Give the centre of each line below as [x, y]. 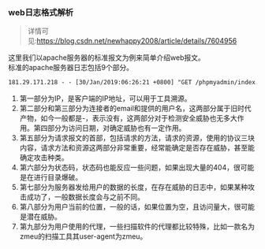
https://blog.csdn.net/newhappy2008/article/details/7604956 [137, 41]
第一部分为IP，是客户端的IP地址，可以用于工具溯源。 [105, 98]
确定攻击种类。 [44, 158]
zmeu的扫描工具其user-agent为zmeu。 [83, 236]
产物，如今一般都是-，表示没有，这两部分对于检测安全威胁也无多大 [129, 118]
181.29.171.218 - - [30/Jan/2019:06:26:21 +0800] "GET [100, 83]
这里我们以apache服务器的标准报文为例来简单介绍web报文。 [106, 58]
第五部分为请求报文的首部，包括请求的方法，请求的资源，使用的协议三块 [137, 138]
